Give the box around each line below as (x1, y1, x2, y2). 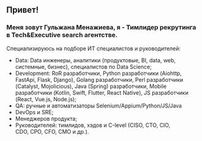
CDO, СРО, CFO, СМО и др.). (15, 128, 90, 135)
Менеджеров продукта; (15, 115, 78, 122)
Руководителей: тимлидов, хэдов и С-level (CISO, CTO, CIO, (15, 121, 171, 129)
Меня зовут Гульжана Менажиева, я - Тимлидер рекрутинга (6, 23, 197, 32)
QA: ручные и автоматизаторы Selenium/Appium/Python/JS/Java (15, 102, 182, 109)
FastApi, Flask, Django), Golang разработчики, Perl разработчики (15, 76, 184, 83)
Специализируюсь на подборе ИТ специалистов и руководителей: (6, 45, 181, 52)
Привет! (6, 5, 39, 15)
